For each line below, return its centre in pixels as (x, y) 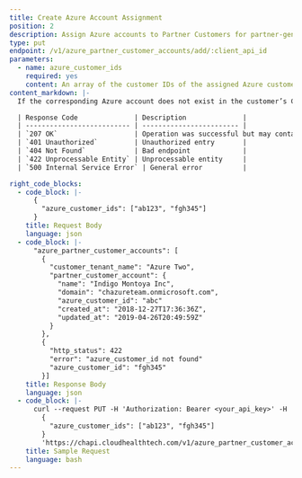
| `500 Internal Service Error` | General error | (132, 167)
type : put (28, 43)
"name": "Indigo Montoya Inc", (116, 284)
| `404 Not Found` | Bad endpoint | (132, 151)
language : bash (54, 459)
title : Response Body (66, 384)
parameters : (31, 59)
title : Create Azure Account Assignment (86, 18)
